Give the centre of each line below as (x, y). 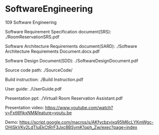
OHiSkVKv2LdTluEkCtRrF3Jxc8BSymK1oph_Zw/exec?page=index (71, 127)
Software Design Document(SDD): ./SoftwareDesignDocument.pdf (72, 60)
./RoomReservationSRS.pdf (32, 37)
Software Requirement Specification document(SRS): (58, 31)
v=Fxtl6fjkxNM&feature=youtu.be (38, 113)
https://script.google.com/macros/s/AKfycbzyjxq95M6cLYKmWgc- (87, 122)
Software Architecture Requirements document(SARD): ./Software (71, 46)
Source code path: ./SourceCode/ (39, 70)
